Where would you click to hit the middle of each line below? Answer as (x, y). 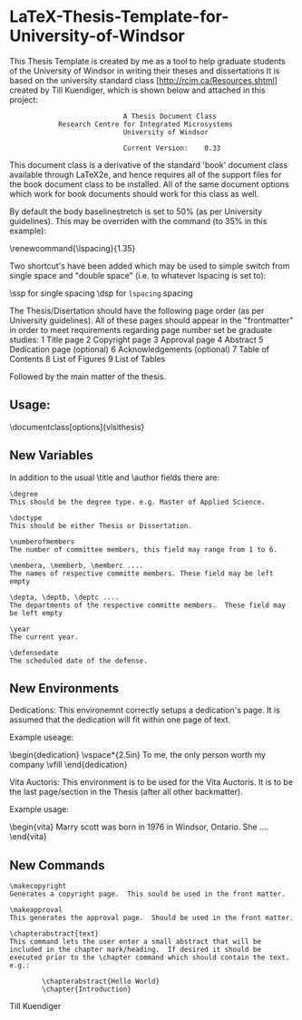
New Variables (51, 456)
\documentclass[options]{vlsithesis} (77, 427)
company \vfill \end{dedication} (68, 765)
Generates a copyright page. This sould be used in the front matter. (147, 894)
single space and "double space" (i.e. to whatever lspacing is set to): (138, 275)
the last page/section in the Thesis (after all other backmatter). (126, 792)
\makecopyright (38, 887)
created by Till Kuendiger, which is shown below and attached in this (137, 90)
